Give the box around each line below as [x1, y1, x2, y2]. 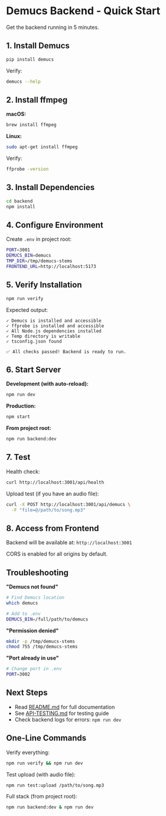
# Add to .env [6, 611, 41, 616]
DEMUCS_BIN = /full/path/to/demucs [6, 616, 89, 622]
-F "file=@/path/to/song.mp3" [11, 507, 86, 513]
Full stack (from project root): [6, 793, 77, 800]
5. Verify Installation [6, 280, 82, 290]
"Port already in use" [6, 654, 59, 662]
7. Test [6, 452, 31, 462]
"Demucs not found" [6, 583, 58, 590]
